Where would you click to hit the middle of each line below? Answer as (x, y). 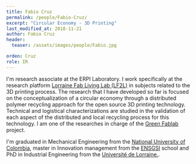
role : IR (17, 62)
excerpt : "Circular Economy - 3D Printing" (62, 23)
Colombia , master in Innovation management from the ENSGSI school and (98, 148)
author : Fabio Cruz (31, 34)
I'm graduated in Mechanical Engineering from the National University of (96, 141)
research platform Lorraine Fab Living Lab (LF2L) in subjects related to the (98, 85)
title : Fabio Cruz (29, 12)
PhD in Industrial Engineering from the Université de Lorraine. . (83, 154)
